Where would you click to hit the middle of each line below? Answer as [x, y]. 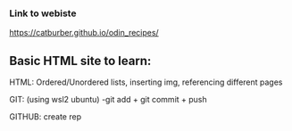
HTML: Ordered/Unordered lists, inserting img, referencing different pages [146, 82]
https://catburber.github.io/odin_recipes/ [84, 33]
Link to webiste [43, 13]
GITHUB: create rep [46, 117]
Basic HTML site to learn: [80, 61]
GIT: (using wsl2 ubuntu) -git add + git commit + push [108, 100]
